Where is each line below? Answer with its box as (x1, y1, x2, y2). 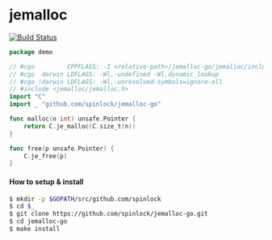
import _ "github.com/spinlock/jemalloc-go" (9, 100, 161, 108)
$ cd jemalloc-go (9, 217, 68, 225)
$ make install (9, 225, 61, 234)
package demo (9, 48, 53, 56)
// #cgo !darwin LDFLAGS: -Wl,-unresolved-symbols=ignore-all (9, 78, 223, 86)
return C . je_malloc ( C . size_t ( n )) (23, 122, 136, 130)
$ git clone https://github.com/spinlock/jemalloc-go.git (9, 210, 208, 218)
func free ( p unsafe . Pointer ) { (9, 144, 115, 153)
